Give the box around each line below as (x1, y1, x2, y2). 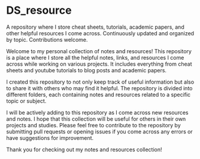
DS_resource (6, 4, 72, 17)
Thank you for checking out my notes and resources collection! (6, 146, 163, 153)
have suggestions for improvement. (6, 134, 94, 141)
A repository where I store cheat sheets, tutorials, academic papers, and (6, 23, 184, 30)
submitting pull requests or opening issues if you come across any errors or (6, 128, 193, 135)
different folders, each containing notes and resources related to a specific (6, 91, 191, 98)
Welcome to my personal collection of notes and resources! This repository (6, 47, 192, 54)
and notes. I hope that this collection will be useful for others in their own (6, 115, 186, 123)
